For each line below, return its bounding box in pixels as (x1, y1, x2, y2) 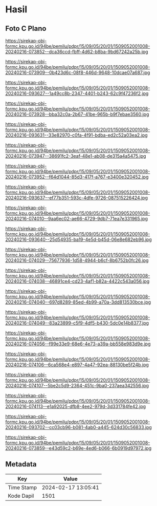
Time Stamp (8, 484, 37, 491)
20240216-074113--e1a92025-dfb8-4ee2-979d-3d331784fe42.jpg (5, 403, 146, 409)
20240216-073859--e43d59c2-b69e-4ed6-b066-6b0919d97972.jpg (5, 445, 152, 451)
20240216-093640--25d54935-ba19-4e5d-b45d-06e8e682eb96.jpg (5, 236, 152, 242)
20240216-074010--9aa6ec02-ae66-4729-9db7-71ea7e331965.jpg (5, 216, 148, 221)
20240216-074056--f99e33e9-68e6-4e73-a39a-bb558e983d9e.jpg (5, 341, 151, 347)
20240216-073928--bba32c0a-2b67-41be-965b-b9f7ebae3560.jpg (5, 111, 149, 117)
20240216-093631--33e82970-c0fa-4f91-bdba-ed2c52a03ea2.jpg (5, 132, 148, 138)
